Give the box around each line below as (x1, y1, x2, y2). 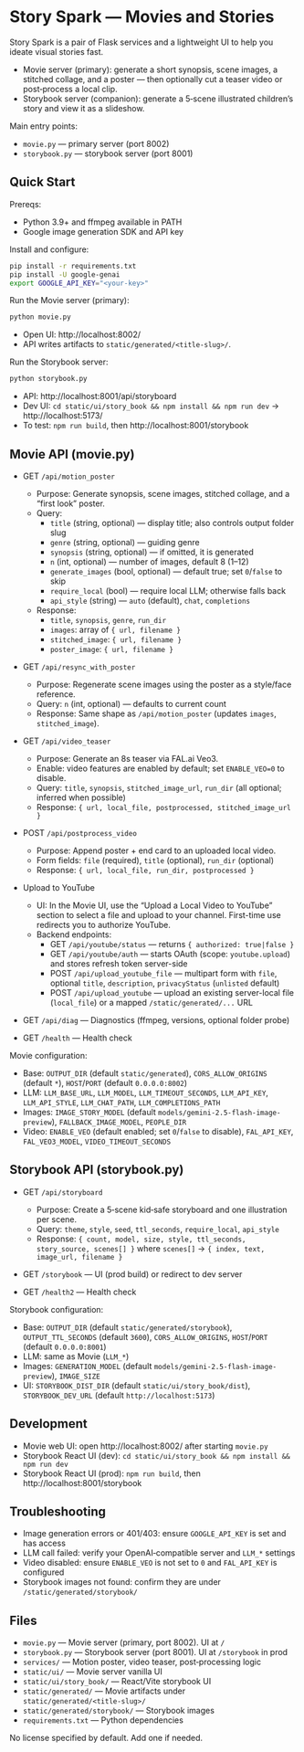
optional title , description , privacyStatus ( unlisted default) (49, 977, 280, 988)
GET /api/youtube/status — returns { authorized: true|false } (49, 938, 295, 949)
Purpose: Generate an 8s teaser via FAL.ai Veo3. (36, 753, 219, 764)
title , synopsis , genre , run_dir (49, 614, 167, 625)
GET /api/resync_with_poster (22, 660, 136, 672)
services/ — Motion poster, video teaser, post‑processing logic (22, 1656, 262, 1668)
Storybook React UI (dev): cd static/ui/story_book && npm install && (22, 1450, 290, 1461)
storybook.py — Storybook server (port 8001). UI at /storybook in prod (22, 1647, 288, 1658)
